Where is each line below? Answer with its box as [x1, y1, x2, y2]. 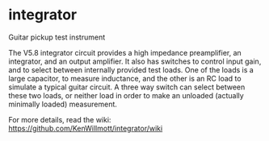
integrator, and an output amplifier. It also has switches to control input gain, [8, 56, 262, 66]
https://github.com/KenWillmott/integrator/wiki [8, 123, 163, 133]
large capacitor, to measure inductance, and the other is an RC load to [8, 73, 242, 83]
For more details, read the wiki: [8, 114, 111, 124]
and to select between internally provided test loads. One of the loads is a [8, 64, 254, 74]
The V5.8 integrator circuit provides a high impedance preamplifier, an [8, 48, 242, 57]
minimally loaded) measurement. [8, 99, 117, 109]
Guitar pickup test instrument [8, 32, 106, 42]
